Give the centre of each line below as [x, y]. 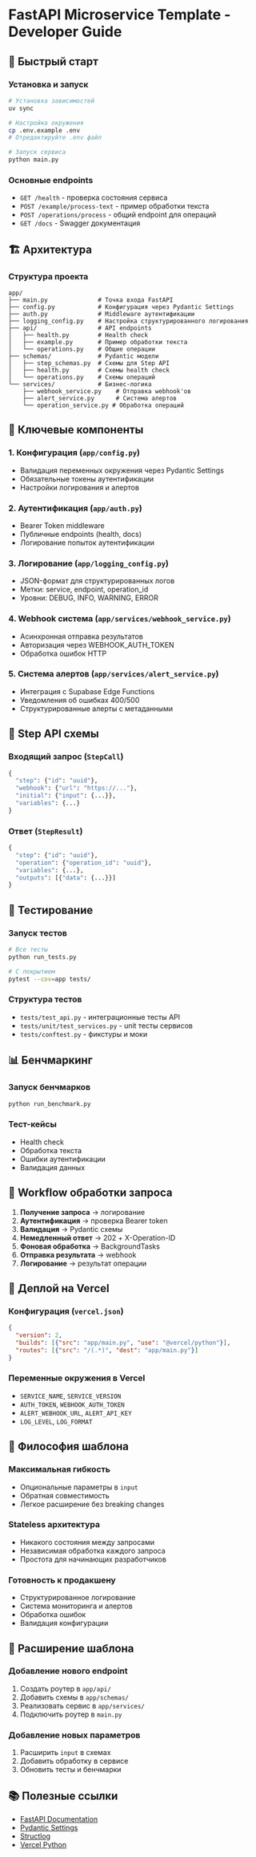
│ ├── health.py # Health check [78, 335]
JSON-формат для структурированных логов [97, 581]
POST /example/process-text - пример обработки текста [114, 206]
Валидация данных [52, 1167]
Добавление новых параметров [74, 1735]
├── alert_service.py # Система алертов [100, 398]
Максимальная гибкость [59, 1469]
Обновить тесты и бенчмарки [70, 1770]
